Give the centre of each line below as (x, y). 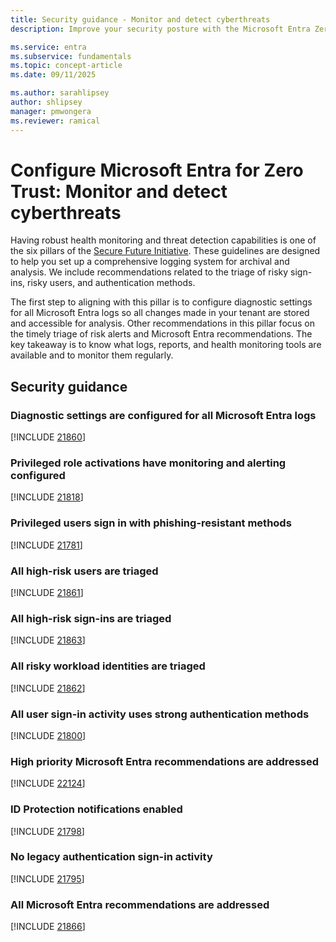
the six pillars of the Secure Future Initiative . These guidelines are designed (165, 251)
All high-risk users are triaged (84, 571)
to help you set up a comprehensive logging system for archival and (150, 262)
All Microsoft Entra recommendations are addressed (140, 904)
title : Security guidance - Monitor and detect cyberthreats (140, 19)
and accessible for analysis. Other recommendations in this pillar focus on (163, 323)
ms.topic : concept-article (66, 66)
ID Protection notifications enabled (96, 809)
